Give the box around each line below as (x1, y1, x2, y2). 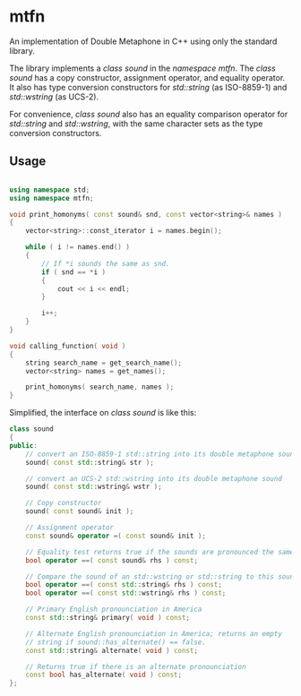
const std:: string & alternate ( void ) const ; (25, 646, 199, 655)
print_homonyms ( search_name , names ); (25, 382, 175, 391)
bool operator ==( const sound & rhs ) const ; (25, 555, 199, 565)
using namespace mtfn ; (9, 193, 94, 202)
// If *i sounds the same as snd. (41, 259, 170, 268)
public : (9, 441, 39, 450)
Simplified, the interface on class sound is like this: (9, 408, 197, 418)
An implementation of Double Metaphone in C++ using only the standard (9, 36, 278, 47)
